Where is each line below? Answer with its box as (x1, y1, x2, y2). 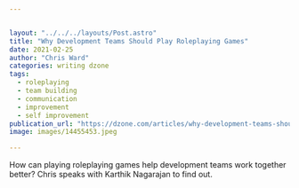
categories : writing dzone (9, 61, 109, 71)
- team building (17, 86, 77, 95)
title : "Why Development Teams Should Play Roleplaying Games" (9, 36, 249, 45)
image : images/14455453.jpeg (9, 128, 117, 137)
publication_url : (9, 119, 74, 129)
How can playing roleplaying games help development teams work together (9, 160, 287, 170)
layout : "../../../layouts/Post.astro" (9, 28, 158, 37)
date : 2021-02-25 (9, 45, 74, 54)
